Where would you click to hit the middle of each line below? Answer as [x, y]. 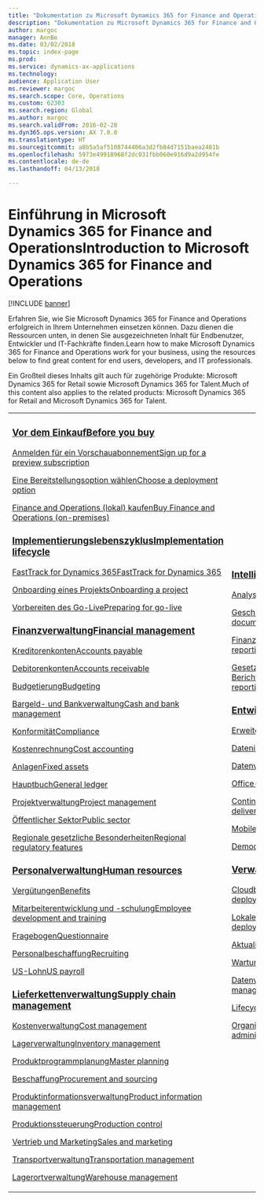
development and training [59, 918]
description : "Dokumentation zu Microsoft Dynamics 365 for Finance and [130, 23]
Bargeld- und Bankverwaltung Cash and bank [96, 703]
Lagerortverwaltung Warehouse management [95, 1177]
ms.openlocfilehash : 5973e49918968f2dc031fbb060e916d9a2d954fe [114, 154]
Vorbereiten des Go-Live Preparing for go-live [97, 607]
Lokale [244, 917]
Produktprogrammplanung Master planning [90, 1061]
